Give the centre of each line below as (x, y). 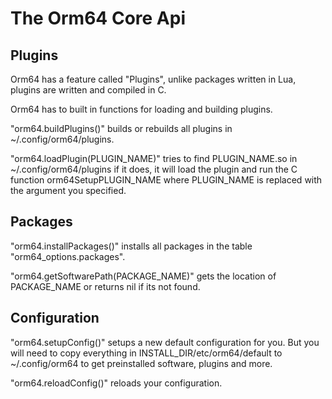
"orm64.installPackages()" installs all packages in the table (131, 246)
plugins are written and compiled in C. (88, 90)
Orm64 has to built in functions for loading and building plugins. (141, 109)
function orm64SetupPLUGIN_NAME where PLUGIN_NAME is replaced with (166, 180)
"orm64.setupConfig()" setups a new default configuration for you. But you (165, 342)
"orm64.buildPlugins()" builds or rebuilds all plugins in (121, 128)
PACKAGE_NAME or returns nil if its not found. (105, 286)
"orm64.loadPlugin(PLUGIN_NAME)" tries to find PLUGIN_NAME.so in (154, 158)
